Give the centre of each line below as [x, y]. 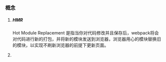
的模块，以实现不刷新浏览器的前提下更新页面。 [60, 45]
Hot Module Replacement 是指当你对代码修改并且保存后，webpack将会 [85, 32]
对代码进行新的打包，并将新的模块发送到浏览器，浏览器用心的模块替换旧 [86, 39]
